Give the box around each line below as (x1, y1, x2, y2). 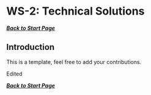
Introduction (6, 42, 55, 52)
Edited (6, 70, 23, 77)
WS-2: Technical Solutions (6, 4, 145, 18)
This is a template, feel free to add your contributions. (6, 58, 142, 65)
